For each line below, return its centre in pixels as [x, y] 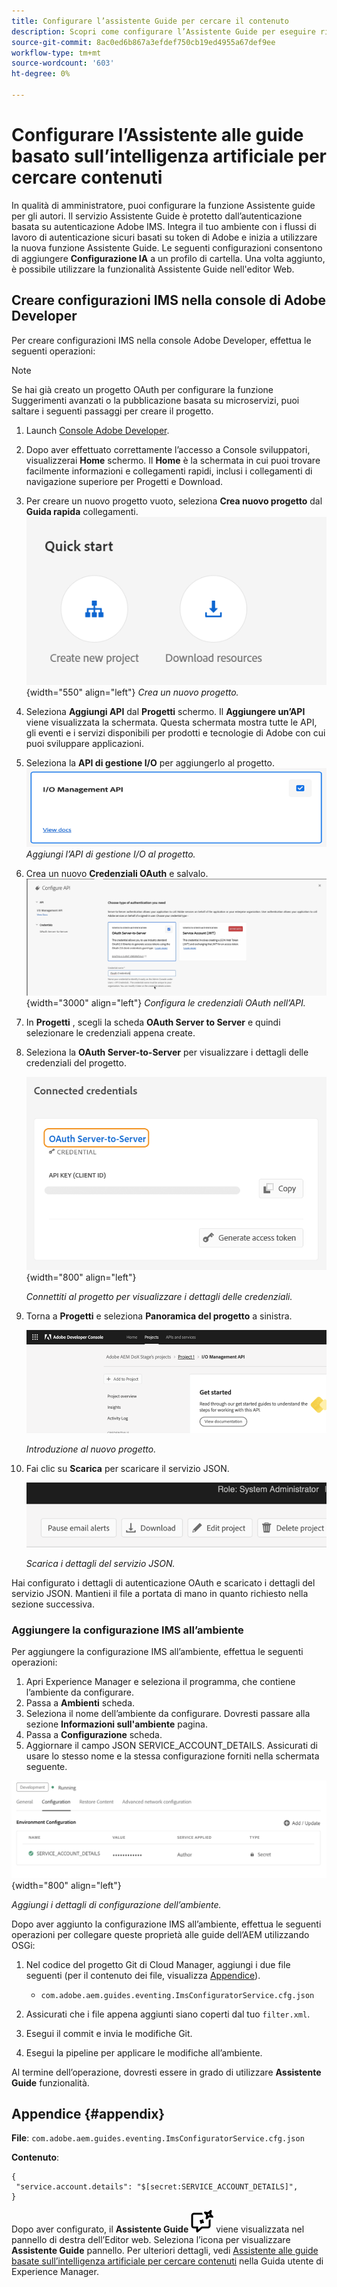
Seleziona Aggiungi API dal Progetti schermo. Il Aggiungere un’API [165, 711]
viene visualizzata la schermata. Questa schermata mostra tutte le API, [171, 722]
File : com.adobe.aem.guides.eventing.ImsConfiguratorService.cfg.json [158, 2138]
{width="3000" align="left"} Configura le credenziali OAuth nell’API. [165, 1003]
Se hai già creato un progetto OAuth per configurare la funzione [142, 389]
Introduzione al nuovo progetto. [91, 1449]
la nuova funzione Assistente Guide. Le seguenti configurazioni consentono [167, 247]
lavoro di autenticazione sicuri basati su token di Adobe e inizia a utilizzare [164, 237]
